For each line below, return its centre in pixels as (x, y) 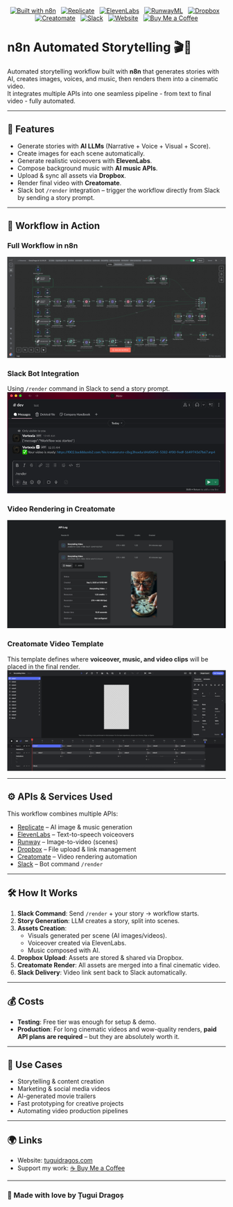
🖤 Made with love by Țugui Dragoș (66, 1195)
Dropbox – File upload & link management (77, 849)
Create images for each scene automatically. (81, 153)
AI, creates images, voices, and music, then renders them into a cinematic (113, 78)
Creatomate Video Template (55, 644)
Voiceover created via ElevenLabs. (77, 943)
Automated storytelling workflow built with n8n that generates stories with (113, 71)
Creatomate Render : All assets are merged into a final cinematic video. (119, 965)
